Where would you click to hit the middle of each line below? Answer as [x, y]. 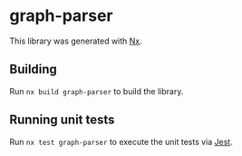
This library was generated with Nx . [76, 41]
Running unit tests [62, 120]
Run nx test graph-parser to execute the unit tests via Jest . [121, 141]
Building [33, 69]
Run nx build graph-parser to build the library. [97, 91]
